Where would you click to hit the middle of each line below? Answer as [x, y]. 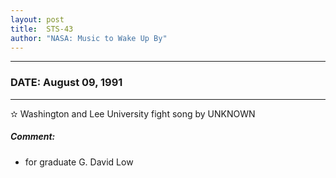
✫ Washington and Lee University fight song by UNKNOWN [133, 113]
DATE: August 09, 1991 [66, 83]
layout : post [37, 19]
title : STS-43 [42, 29]
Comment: [33, 137]
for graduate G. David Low [79, 162]
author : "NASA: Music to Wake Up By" [89, 38]
